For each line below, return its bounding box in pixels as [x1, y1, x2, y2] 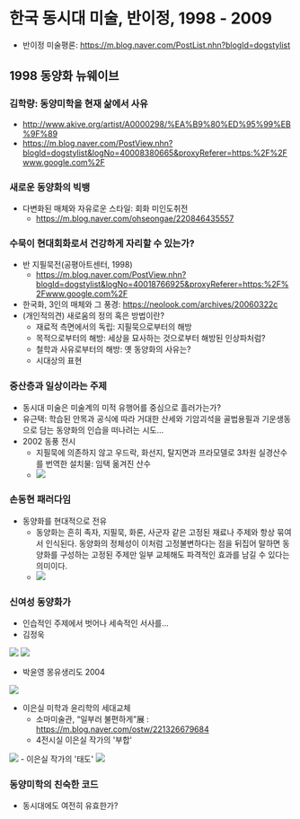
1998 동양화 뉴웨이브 [9, 68, 119, 84]
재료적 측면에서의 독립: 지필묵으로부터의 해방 [35, 321, 192, 332]
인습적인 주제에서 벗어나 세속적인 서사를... [22, 618, 169, 629]
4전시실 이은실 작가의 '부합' [35, 735, 133, 745]
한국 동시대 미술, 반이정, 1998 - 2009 [9, 8, 272, 29]
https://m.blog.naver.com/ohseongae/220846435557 [35, 213, 234, 224]
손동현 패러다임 [9, 493, 72, 506]
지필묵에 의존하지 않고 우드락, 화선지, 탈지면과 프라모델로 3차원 [35, 446, 257, 458]
